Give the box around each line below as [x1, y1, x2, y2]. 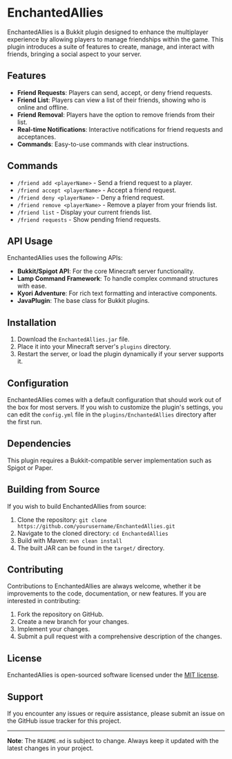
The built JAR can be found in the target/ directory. [17, 543, 165, 552]
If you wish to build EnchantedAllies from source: [7, 502, 147, 510]
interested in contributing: [7, 597, 81, 605]
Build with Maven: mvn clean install [17, 536, 123, 545]
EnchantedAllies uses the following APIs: [7, 254, 123, 262]
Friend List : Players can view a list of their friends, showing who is [17, 96, 206, 104]
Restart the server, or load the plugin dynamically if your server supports [17, 350, 224, 358]
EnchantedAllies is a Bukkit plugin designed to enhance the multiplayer [7, 28, 209, 36]
